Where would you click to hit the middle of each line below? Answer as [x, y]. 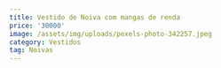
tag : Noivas [31, 50]
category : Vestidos [45, 42]
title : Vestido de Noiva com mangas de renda [95, 17]
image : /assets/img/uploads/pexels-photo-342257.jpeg [111, 34]
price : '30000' [37, 26]
